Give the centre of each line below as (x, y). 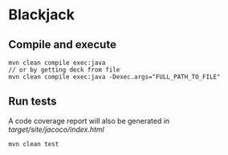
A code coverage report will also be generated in (89, 120)
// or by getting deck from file (64, 70)
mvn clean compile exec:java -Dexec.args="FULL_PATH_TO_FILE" (114, 77)
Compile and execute (62, 45)
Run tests (33, 102)
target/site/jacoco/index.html (56, 129)
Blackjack (41, 15)
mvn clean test (34, 144)
